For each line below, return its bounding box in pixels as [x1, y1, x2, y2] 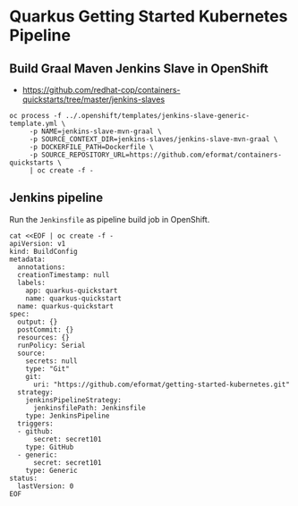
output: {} [17, 317, 58, 326]
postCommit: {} [17, 325, 74, 334]
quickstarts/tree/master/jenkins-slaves [21, 94, 166, 105]
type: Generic [25, 466, 78, 475]
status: [9, 474, 38, 483]
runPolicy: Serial [17, 341, 87, 350]
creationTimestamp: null [17, 270, 110, 279]
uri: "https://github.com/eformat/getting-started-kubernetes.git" [32, 380, 291, 389]
